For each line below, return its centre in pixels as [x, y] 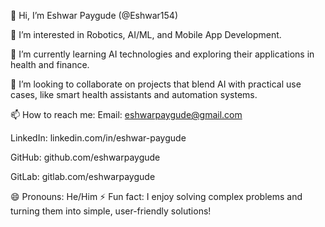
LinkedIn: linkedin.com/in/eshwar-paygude [98, 138]
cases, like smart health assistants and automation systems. [134, 94]
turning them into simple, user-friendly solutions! [111, 211]
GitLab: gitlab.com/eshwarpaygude [83, 176]
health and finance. [50, 64]
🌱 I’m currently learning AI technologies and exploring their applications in [162, 54]
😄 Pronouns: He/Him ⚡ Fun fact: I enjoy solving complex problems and [156, 196]
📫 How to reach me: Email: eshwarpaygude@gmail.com [126, 114]
